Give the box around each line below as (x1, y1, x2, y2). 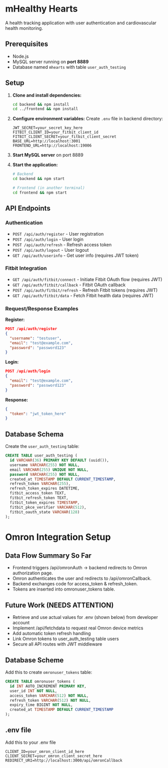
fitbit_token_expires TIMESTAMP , (10, 500, 80, 505)
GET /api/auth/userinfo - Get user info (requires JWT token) (12, 252, 139, 258)
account (12, 620, 30, 626)
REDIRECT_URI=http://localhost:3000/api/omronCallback (5, 758, 123, 763)
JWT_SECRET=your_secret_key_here (12, 125, 83, 130)
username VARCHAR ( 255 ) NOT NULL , (10, 462, 80, 468)
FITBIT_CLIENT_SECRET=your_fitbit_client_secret (12, 134, 117, 140)
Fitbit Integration (5, 265, 47, 272)
